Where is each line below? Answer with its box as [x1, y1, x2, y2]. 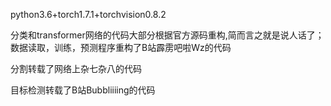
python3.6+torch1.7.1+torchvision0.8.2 [10, 9, 167, 20]
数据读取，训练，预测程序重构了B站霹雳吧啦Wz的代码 [10, 42, 232, 53]
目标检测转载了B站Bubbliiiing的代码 [10, 84, 156, 96]
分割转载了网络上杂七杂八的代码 [10, 63, 142, 74]
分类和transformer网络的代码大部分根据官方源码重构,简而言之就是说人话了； [10, 29, 325, 41]
